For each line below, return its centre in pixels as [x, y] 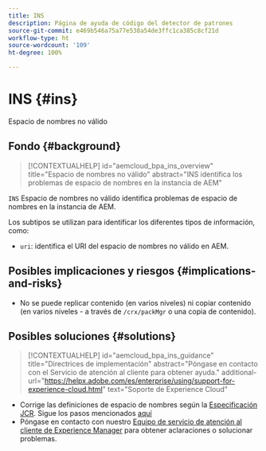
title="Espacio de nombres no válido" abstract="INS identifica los [135, 174]
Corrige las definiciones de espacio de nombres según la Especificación [139, 405]
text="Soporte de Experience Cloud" [168, 390]
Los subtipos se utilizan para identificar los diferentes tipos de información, [132, 222]
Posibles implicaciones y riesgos [92, 271]
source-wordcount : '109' [49, 45]
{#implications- [216, 271]
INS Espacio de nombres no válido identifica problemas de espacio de [123, 198]
